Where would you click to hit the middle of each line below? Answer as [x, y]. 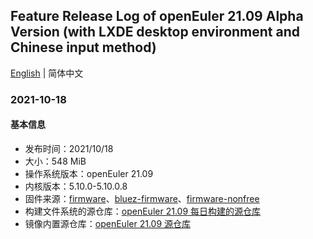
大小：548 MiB [55, 161]
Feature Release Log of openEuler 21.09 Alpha [157, 16]
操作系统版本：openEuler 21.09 [89, 173]
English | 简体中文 [47, 73]
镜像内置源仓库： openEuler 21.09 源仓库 [108, 223]
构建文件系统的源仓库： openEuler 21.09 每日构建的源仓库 [143, 211]
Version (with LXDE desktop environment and [155, 32]
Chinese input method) [83, 47]
